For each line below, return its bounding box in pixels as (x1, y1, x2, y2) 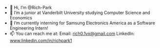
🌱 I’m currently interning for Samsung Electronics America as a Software (9, 20, 155, 26)
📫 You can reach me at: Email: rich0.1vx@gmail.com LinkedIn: (9, 31, 135, 36)
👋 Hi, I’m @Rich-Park (9, 5, 52, 10)
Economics (9, 15, 33, 20)
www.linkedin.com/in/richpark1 (9, 38, 72, 43)
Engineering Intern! (9, 25, 49, 31)
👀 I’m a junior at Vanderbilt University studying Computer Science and (9, 10, 150, 16)
